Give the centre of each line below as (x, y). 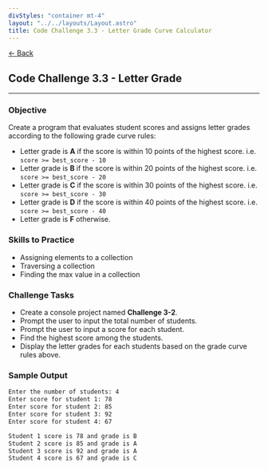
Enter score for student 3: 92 (60, 414)
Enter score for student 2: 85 (60, 407)
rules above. (40, 355)
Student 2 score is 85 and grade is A (73, 444)
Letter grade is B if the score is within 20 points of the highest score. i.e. (138, 168)
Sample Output (38, 375)
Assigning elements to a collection (76, 257)
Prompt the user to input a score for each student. (102, 330)
